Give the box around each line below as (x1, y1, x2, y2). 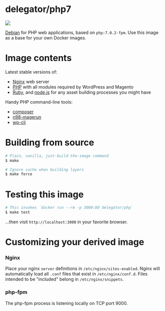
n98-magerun (12, 114, 42, 120)
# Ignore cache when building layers (5, 167, 84, 172)
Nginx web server (12, 79, 50, 85)
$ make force (5, 172, 33, 177)
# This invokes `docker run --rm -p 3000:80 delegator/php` (5, 205, 134, 210)
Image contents (5, 53, 72, 64)
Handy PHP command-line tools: (5, 99, 73, 105)
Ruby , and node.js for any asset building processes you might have (12, 89, 151, 95)
